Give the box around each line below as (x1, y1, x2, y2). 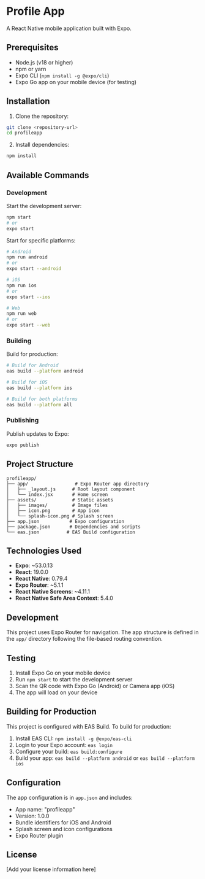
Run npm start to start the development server (15, 675, 133, 683)
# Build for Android (6, 362, 59, 369)
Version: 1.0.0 (15, 812, 50, 819)
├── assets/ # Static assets (6, 497, 114, 503)
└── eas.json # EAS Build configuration (6, 529, 136, 535)
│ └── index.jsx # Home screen (6, 491, 108, 498)
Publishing (6, 416, 39, 425)
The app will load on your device (15, 689, 98, 696)
